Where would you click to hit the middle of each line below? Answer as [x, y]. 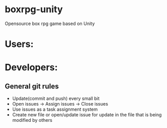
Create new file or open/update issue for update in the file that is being [87, 115]
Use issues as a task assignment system [55, 109]
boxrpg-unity [34, 9]
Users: [19, 44]
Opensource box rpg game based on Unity [50, 23]
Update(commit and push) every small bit [56, 98]
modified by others [32, 120]
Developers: [31, 68]
